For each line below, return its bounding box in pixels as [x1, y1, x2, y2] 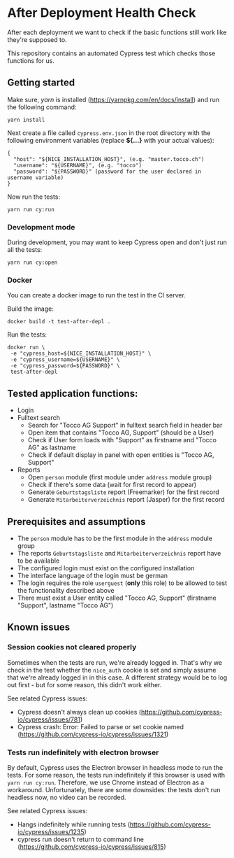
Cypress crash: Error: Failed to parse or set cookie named [17, 722, 184, 731]
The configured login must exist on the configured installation [17, 563, 195, 572]
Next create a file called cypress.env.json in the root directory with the [7, 128, 211, 137]
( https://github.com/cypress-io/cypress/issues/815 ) [17, 842, 166, 851]
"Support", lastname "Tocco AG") [17, 600, 114, 610]
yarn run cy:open [7, 259, 58, 267]
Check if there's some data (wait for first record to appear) [27, 481, 197, 489]
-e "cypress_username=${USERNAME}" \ [10, 356, 120, 363]
